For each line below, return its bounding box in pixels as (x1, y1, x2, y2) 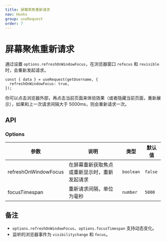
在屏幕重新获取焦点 (68, 161, 114, 168)
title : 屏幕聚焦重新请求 (5, 7, 50, 12)
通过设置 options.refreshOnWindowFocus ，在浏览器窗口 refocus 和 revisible (5, 61, 160, 67)
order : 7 (5, 21, 23, 26)
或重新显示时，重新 (68, 168, 114, 175)
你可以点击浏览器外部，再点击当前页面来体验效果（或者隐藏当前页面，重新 (5, 95, 157, 101)
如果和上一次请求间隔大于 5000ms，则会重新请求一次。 (15, 101, 129, 107)
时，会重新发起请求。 (5, 67, 48, 73)
